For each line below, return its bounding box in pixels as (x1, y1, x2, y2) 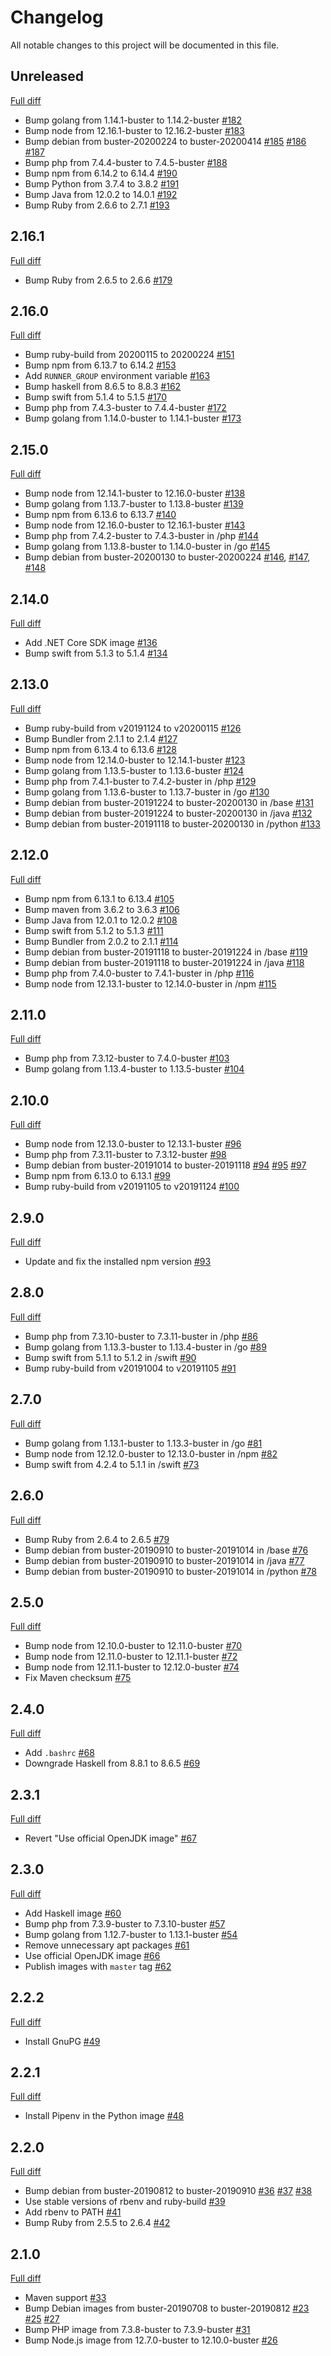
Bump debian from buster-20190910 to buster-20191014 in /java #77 (24, 1554, 305, 1566)
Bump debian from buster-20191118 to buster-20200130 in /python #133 (24, 817, 321, 830)
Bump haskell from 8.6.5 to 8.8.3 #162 (24, 381, 182, 393)
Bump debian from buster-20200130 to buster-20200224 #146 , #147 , (24, 551, 311, 563)
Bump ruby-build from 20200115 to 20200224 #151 (24, 349, 235, 361)
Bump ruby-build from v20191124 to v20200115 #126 (24, 722, 242, 734)
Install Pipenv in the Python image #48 (24, 2110, 185, 2122)
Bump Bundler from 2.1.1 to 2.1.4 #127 (24, 732, 178, 745)
